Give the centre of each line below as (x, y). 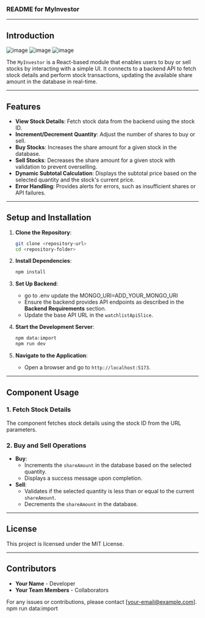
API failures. (30, 193)
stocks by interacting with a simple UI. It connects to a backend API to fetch (101, 68)
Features (23, 107)
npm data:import (36, 338)
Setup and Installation (49, 218)
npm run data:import (32, 608)
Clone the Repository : (43, 232)
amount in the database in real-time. (52, 82)
